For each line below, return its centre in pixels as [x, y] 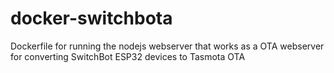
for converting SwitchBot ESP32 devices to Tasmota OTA [128, 56]
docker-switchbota [91, 18]
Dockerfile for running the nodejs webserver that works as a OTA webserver [167, 46]
